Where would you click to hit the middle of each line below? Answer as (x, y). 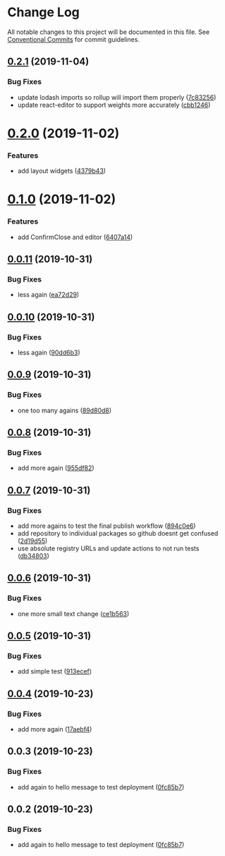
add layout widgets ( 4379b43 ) (62, 171)
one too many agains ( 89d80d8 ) (64, 410)
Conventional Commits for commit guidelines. (73, 39)
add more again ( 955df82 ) (56, 468)
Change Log (43, 12)
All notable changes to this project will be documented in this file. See (109, 32)
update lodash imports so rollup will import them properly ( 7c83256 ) (117, 97)
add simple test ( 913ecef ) (55, 671)
